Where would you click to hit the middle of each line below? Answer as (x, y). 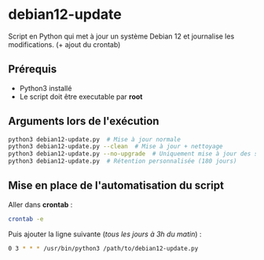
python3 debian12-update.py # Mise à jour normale (94, 139)
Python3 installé (46, 88)
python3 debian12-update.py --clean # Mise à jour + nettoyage (115, 147)
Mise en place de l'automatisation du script (116, 186)
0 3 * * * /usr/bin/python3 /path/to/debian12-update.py (103, 248)
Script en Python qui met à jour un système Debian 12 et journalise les (121, 36)
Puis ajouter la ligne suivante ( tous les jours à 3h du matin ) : (105, 234)
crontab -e (26, 219)
